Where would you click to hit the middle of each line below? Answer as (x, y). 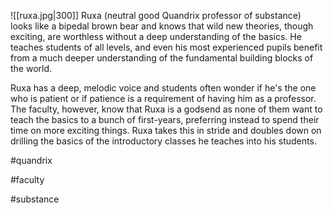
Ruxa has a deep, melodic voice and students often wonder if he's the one (163, 88)
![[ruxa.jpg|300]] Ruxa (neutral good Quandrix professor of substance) (156, 15)
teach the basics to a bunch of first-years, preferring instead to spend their (165, 119)
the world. (31, 68)
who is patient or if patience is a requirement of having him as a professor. (163, 98)
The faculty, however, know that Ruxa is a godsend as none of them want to (166, 109)
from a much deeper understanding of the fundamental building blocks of (162, 58)
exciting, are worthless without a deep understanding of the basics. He (156, 36)
